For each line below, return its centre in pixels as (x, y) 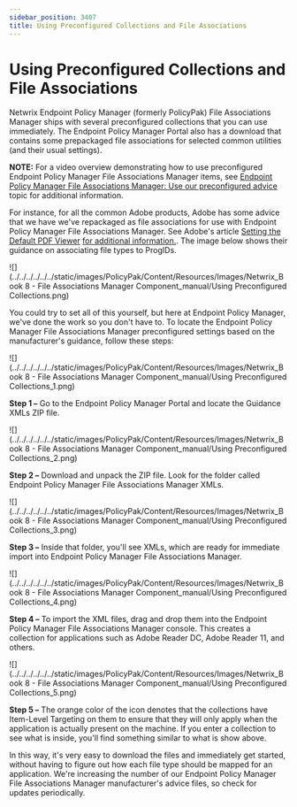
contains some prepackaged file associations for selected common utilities (145, 141)
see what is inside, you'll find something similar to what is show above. (138, 738)
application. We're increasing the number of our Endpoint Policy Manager (143, 774)
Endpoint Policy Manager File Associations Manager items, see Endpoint (141, 177)
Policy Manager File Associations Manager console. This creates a (130, 628)
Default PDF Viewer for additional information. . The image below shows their (148, 241)
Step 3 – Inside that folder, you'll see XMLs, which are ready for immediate (145, 547)
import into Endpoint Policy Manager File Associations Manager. (126, 557)
